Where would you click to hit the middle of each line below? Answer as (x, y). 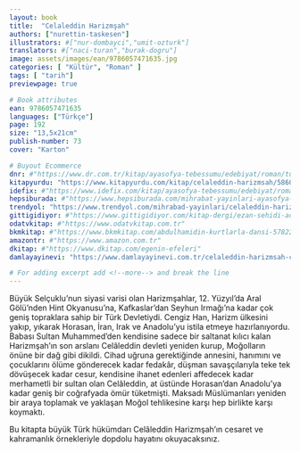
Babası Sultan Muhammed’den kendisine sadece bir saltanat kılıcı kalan (140, 336)
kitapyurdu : (31, 182)
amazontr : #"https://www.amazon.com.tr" (86, 240)
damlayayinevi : (37, 257)
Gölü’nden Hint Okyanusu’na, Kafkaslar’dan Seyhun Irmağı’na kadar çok (142, 308)
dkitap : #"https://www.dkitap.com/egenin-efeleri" (105, 249)
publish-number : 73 (46, 142)
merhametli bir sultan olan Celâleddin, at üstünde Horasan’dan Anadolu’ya (146, 383)
